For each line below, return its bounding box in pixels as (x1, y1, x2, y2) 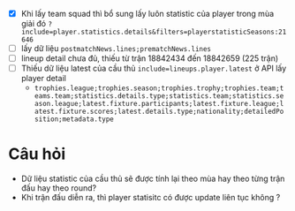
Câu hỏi (8, 144, 66, 164)
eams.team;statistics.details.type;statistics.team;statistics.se (34, 92, 284, 101)
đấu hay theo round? (20, 183, 97, 193)
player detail (20, 73, 67, 84)
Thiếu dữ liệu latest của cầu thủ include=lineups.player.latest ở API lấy (20, 63, 287, 74)
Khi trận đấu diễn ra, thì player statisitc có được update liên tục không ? (20, 192, 281, 203)
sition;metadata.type (34, 115, 114, 124)
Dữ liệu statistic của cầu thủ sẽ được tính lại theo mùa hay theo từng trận (20, 173, 285, 185)
